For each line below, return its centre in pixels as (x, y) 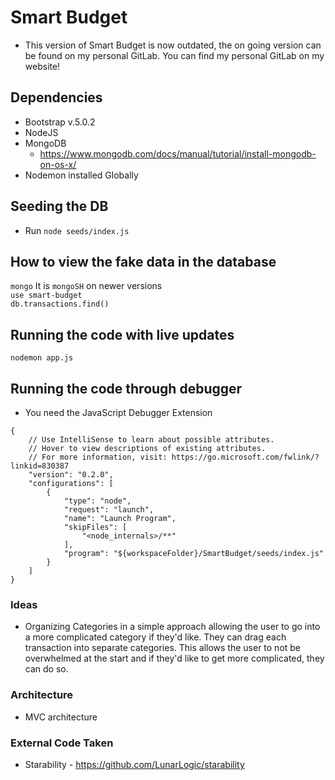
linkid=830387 (40, 466)
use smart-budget (46, 296)
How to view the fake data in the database (143, 261)
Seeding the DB (59, 206)
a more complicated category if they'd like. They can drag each (155, 637)
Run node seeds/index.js (77, 230)
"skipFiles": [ (95, 527)
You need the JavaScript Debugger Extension (118, 412)
